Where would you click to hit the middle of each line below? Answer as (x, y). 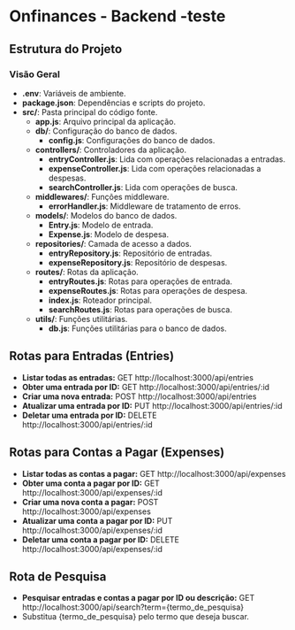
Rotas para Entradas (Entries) (92, 356)
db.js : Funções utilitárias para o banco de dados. (137, 328)
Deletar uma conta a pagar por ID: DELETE (100, 539)
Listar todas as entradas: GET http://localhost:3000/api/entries (138, 377)
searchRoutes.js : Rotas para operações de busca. (140, 309)
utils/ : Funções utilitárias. (81, 319)
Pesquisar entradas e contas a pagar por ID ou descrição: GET (138, 598)
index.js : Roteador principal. (100, 300)
